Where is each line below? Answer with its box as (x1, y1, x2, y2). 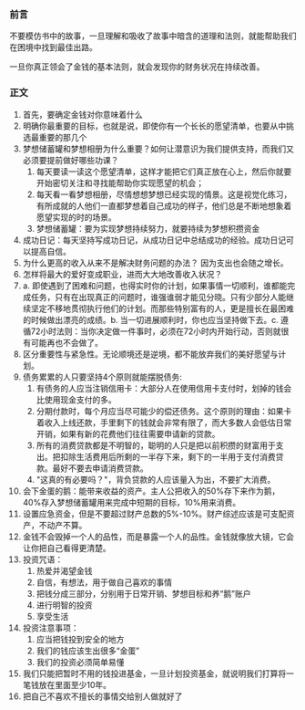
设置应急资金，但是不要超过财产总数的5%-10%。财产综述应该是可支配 (22, 508, 287, 519)
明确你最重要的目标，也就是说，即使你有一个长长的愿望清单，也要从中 (22, 120, 287, 131)
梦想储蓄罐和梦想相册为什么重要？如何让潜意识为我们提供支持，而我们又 (22, 143, 294, 154)
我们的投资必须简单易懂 (36, 656, 125, 667)
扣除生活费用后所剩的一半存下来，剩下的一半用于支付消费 (60, 451, 276, 462)
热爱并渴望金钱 (36, 565, 93, 576)
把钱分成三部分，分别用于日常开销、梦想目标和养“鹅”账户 (36, 588, 251, 599)
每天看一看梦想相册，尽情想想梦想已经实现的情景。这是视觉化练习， (36, 189, 292, 200)
